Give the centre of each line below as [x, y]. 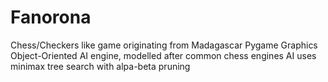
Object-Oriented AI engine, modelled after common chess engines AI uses [163, 55]
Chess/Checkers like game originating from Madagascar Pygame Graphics [164, 45]
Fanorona [51, 17]
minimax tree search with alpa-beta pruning [100, 66]
